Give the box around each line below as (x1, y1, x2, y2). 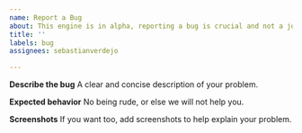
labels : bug (9, 38, 54, 48)
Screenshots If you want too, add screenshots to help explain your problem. (9, 114, 292, 125)
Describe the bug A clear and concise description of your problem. (9, 79, 259, 90)
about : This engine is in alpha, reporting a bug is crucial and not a (9, 22, 283, 31)
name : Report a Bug (9, 13, 83, 22)
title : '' (9, 30, 47, 39)
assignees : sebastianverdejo (9, 47, 119, 56)
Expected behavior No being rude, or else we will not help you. (9, 96, 244, 108)
